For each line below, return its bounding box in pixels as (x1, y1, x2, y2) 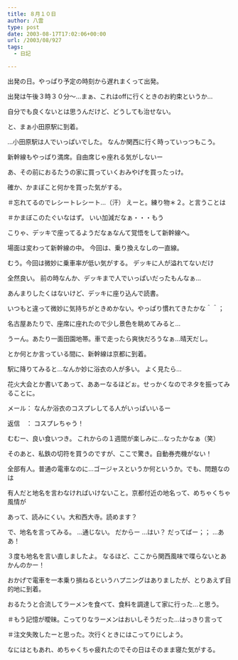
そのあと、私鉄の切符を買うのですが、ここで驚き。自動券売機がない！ (7, 449, 212, 458)
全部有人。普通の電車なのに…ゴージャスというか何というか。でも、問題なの (7, 464, 230, 473)
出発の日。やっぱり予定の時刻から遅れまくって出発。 (7, 76, 163, 86)
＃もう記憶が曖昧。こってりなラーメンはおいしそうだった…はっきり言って (7, 614, 223, 624)
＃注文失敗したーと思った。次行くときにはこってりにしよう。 (7, 630, 187, 639)
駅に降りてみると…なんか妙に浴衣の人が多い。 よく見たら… (7, 364, 183, 373)
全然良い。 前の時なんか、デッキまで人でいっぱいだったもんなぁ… (7, 274, 201, 282)
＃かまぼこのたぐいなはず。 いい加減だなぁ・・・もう (7, 213, 165, 222)
